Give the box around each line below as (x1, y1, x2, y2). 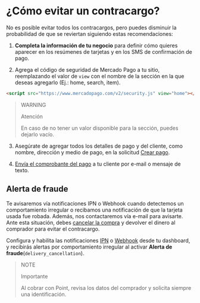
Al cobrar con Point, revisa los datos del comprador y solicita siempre (20, 284, 192, 291)
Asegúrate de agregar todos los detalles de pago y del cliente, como (14, 142, 183, 149)
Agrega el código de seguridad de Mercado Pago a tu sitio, (14, 66, 160, 73)
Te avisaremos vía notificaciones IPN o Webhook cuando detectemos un (6, 200, 185, 207)
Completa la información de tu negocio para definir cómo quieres (14, 42, 178, 49)
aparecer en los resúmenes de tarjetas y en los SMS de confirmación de (14, 48, 192, 55)
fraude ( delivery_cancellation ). (6, 249, 85, 256)
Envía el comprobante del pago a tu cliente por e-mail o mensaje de (14, 160, 181, 167)
